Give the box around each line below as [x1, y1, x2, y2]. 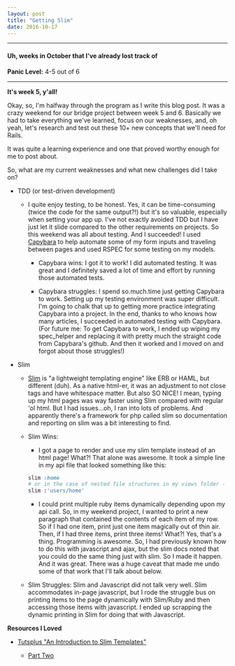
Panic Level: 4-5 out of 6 [7, 67, 80, 76]
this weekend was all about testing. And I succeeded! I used [27, 229, 201, 239]
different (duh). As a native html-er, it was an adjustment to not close [27, 381, 226, 389]
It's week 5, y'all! [7, 87, 58, 95]
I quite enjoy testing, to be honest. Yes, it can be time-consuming [27, 200, 215, 208]
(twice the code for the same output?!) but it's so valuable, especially [27, 208, 227, 216]
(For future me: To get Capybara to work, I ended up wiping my [38, 324, 220, 333]
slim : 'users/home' [27, 487, 85, 495]
